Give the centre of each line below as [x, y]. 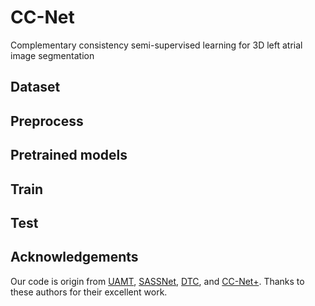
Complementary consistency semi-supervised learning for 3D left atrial [156, 45]
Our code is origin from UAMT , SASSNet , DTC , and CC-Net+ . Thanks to [157, 281]
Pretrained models [69, 155]
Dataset [35, 87]
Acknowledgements [74, 257]
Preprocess [47, 121]
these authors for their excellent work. [89, 292]
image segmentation [52, 55]
